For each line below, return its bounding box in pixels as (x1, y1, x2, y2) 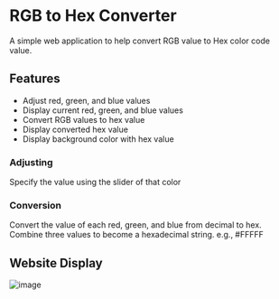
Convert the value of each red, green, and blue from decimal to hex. (9, 220, 262, 230)
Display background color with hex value (22, 133, 174, 145)
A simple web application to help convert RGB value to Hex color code (9, 35, 271, 46)
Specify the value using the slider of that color (9, 177, 181, 188)
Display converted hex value (22, 124, 129, 135)
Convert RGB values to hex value (22, 114, 145, 125)
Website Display (9, 255, 103, 271)
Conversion (9, 199, 61, 211)
